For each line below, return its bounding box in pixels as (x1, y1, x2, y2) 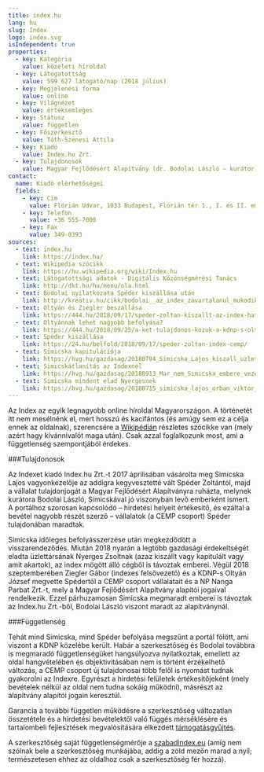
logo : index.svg (8, 33, 61, 42)
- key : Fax (22, 223, 58, 232)
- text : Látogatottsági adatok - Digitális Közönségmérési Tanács (15, 274, 237, 283)
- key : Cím (22, 194, 58, 202)
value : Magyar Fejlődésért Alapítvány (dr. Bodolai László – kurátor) (22, 165, 258, 173)
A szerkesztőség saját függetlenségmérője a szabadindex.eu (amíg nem (8, 738, 242, 748)
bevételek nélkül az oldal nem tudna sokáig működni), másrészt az (8, 682, 224, 692)
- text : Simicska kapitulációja (15, 347, 122, 356)
